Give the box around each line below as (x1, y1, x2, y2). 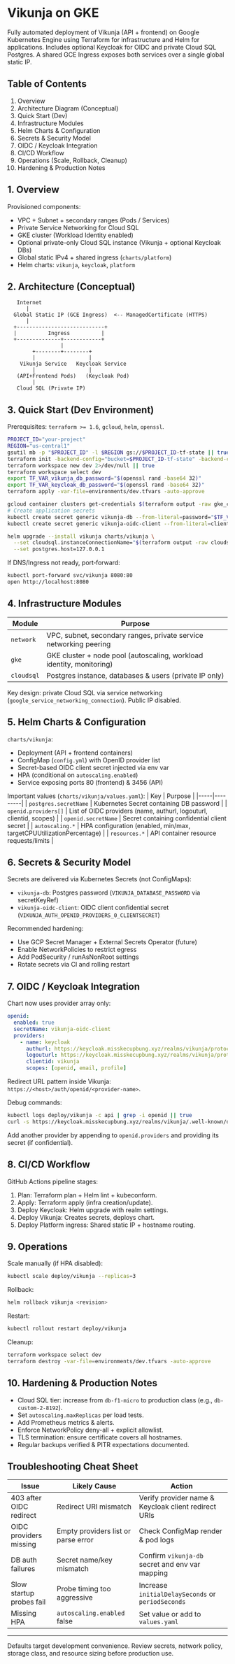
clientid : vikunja (25, 1058, 80, 1065)
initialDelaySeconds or (138, 1589, 216, 1599)
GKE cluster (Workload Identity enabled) (17, 231, 134, 239)
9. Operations (7, 1241, 68, 1253)
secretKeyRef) (17, 896, 59, 904)
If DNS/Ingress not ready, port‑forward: (7, 558, 120, 567)
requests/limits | (7, 836, 54, 844)
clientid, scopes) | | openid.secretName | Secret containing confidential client (7, 813, 227, 823)
